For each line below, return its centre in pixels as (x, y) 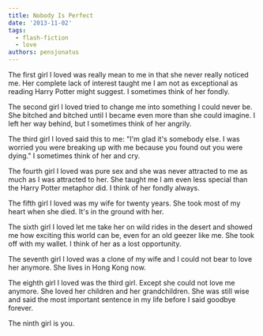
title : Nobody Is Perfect (51, 15)
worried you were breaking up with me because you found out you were (126, 147)
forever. (21, 308)
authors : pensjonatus (44, 52)
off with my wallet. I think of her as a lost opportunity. (95, 244)
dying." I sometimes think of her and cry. (74, 156)
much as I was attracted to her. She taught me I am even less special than (128, 179)
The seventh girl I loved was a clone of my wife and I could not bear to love (130, 259)
